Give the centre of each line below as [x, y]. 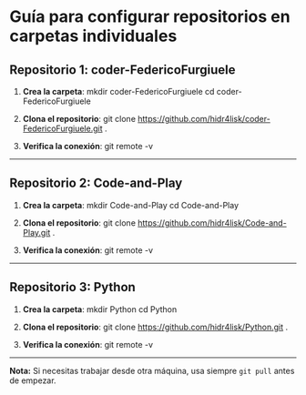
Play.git [36, 232]
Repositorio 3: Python [73, 287]
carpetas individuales [93, 36]
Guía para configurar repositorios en [150, 17]
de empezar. [33, 380]
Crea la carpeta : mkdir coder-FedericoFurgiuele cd [118, 91]
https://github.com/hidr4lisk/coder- [204, 119]
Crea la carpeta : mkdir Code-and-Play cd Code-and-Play [131, 205]
